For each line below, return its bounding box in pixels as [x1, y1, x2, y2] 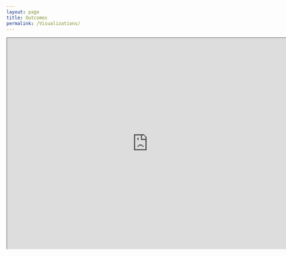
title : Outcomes [6, 15, 48, 21]
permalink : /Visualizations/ [6, 20, 81, 26]
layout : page [6, 9, 40, 15]
